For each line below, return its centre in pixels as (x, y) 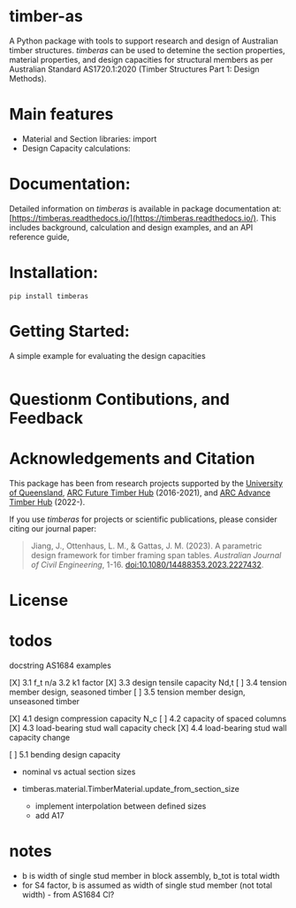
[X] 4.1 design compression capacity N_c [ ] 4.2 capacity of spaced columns (148, 718)
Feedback (46, 418)
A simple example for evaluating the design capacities (107, 355)
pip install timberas (49, 296)
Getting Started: (69, 331)
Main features (61, 115)
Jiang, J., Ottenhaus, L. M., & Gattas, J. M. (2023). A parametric (146, 546)
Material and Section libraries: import (89, 138)
